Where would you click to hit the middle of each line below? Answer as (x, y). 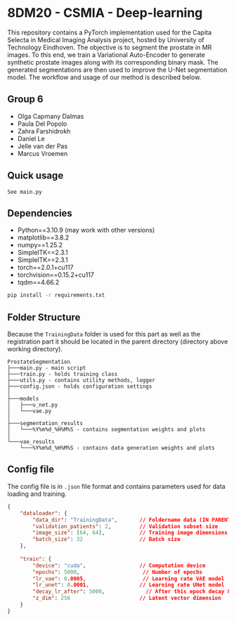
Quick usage (35, 176)
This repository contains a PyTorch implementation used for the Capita (110, 32)
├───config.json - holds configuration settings (80, 387)
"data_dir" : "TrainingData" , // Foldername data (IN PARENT (132, 520)
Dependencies (40, 213)
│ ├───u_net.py (33, 405)
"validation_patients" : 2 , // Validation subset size (125, 526)
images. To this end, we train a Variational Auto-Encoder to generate (106, 55)
